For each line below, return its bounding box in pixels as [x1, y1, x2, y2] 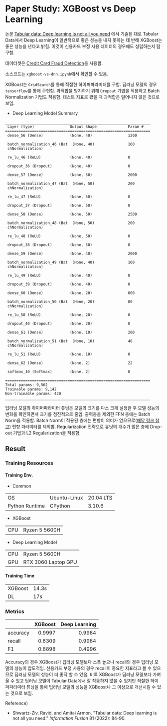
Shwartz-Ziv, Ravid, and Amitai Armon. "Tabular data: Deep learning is [12, 709, 157, 715]
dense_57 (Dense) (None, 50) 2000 [7, 172, 137, 177]
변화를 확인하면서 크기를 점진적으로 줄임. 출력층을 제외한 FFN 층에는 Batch [5, 411, 151, 417]
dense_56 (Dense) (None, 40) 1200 [7, 133, 137, 138]
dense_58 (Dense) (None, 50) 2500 [7, 211, 137, 216]
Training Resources [5, 459, 53, 466]
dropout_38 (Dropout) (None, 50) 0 [7, 242, 131, 247]
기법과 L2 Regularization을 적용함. [13, 429, 81, 435]
